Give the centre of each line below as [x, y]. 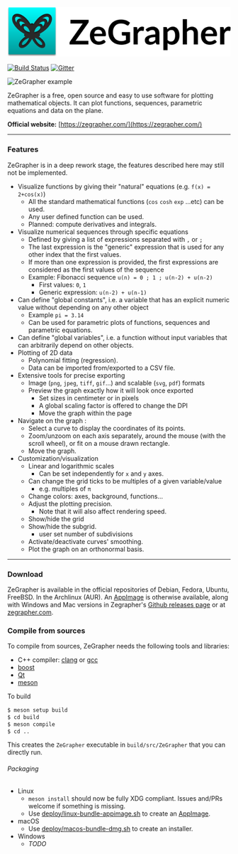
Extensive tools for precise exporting [71, 375]
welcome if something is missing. [77, 806]
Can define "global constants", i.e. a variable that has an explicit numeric [124, 299]
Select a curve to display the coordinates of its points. [107, 428]
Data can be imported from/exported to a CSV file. [102, 368]
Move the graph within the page [85, 413]
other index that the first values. [75, 254]
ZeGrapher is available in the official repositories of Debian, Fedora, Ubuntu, [118, 589]
